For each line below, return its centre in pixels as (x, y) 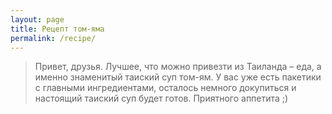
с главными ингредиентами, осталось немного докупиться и (165, 88)
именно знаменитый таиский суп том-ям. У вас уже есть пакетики (178, 77)
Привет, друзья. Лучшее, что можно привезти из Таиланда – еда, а (178, 67)
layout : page (37, 19)
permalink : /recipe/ (53, 38)
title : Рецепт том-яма (57, 29)
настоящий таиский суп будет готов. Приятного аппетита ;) (161, 98)
